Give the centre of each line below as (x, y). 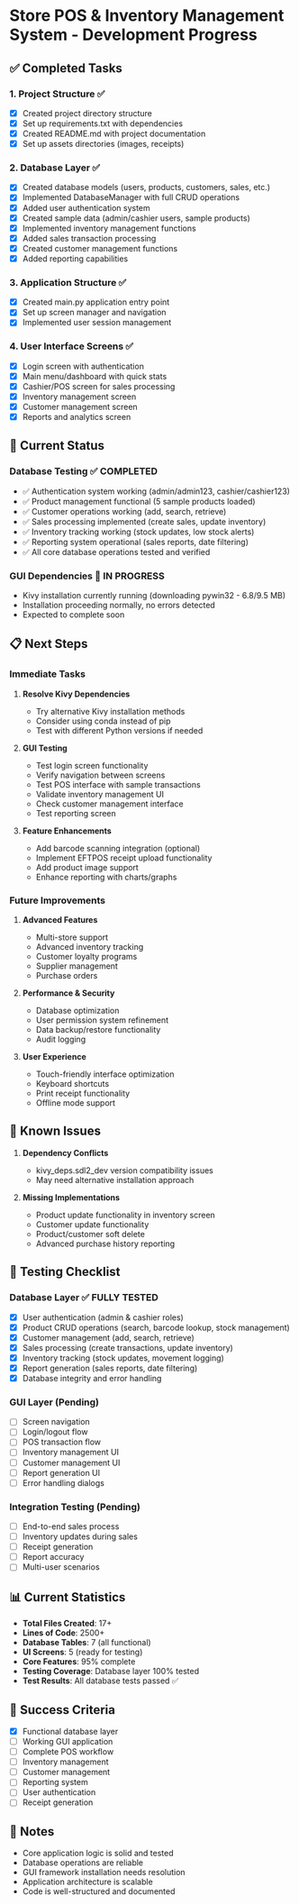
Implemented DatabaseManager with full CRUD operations (131, 197)
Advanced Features (60, 920)
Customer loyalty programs (86, 957)
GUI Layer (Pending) (54, 1402)
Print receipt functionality (83, 1093)
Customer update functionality (92, 1224)
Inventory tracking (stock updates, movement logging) (123, 1358)
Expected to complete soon (73, 615)
